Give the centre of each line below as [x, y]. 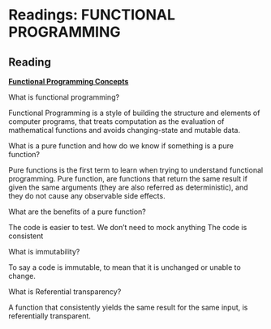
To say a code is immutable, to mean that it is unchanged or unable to [125, 267]
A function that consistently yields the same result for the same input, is [128, 307]
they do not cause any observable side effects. [87, 196]
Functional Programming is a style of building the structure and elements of [134, 113]
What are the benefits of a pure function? [77, 211]
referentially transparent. [50, 316]
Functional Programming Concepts [69, 81]
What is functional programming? [64, 97]
